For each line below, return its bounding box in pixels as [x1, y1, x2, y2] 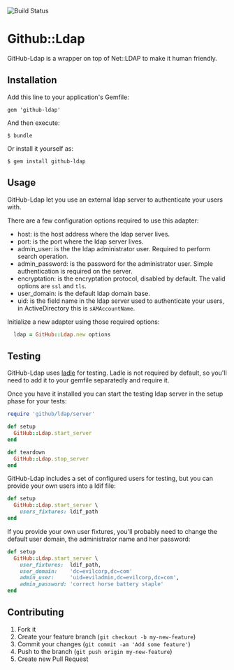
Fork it [17, 625, 36, 633]
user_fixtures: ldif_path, [20, 561, 101, 568]
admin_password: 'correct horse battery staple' [20, 581, 164, 588]
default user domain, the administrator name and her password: [7, 535, 191, 543]
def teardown [7, 449, 45, 456]
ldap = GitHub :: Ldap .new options [13, 331, 111, 338]
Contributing [7, 606, 64, 618]
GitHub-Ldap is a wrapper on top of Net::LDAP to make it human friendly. [7, 54, 218, 62]
